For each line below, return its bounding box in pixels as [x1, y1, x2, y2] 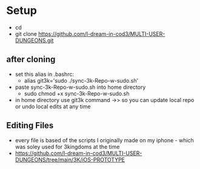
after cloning [6, 54, 56, 64]
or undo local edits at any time [15, 103, 91, 110]
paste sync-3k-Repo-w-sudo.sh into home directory [15, 83, 146, 91]
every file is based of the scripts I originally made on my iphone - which [15, 136, 194, 143]
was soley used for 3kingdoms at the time [15, 143, 120, 150]
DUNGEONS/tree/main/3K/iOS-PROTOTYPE [15, 156, 125, 163]
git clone [15, 30, 38, 37]
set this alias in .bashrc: [15, 71, 75, 78]
